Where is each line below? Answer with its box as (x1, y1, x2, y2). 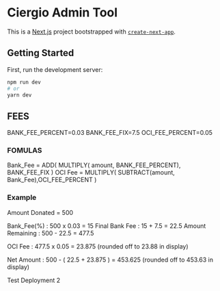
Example (7, 193, 37, 203)
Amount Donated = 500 (7, 208, 74, 216)
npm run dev (7, 79, 41, 86)
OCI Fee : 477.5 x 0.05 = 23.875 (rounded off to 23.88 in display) (7, 242, 189, 251)
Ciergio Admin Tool (7, 5, 118, 21)
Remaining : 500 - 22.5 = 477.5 (7, 229, 94, 237)
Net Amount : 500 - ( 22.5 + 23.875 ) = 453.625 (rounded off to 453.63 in (7, 255, 214, 264)
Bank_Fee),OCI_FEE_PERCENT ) (7, 176, 97, 184)
